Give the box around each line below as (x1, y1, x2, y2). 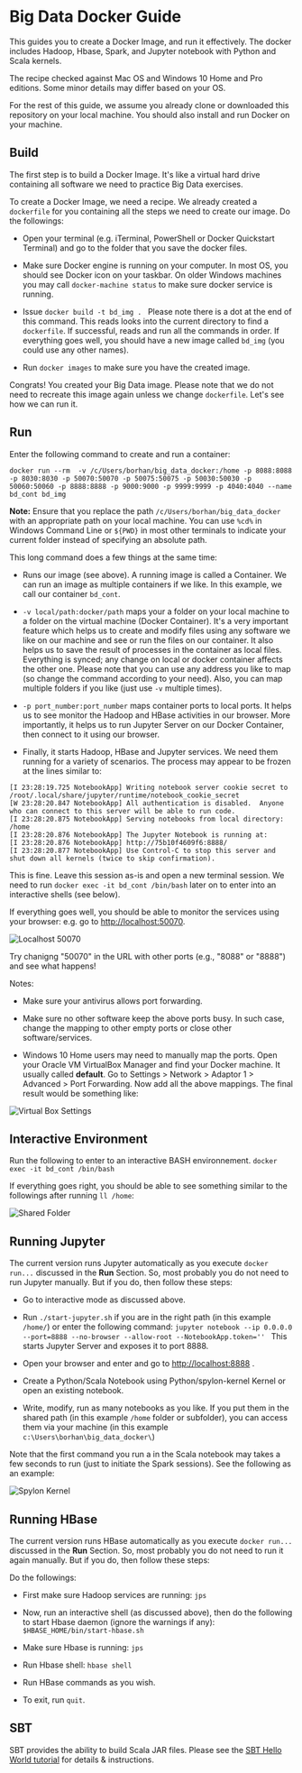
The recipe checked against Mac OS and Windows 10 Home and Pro (9, 72, 263, 83)
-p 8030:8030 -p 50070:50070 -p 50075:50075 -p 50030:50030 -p (9, 473, 252, 483)
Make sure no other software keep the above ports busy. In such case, (22, 1013, 286, 1024)
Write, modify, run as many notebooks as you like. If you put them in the (22, 1402, 290, 1413)
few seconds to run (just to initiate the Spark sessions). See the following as (9, 1458, 291, 1469)
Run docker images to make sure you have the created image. (22, 362, 251, 372)
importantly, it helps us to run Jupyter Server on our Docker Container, (22, 719, 285, 730)
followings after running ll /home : (9, 1190, 135, 1201)
